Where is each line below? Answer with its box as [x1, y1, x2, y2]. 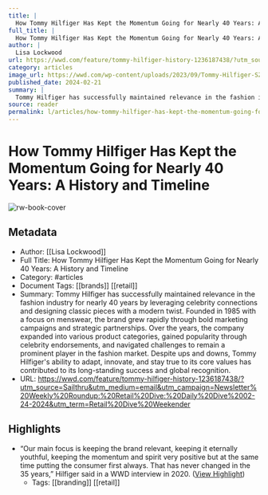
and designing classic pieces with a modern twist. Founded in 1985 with [19, 306, 257, 316]
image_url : [8, 71, 45, 79]
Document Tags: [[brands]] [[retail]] [19, 281, 138, 290]
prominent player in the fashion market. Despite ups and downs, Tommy [19, 348, 257, 358]
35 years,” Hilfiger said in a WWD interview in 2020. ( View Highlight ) [19, 469, 246, 478]
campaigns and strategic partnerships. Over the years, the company [19, 323, 245, 332]
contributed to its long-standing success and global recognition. [19, 365, 231, 375]
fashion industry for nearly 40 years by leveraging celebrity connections [19, 297, 258, 307]
